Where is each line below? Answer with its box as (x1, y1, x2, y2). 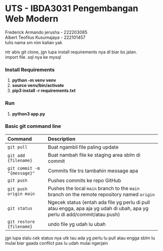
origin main (7, 191, 35, 197)
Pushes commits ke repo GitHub (48, 177, 121, 184)
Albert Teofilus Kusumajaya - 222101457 (5, 34, 86, 40)
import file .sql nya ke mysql (5, 54, 62, 60)
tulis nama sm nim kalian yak (5, 39, 63, 45)
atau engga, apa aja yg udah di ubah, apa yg (48, 205, 149, 212)
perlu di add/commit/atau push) (48, 211, 120, 218)
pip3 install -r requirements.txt (12, 88, 76, 94)
